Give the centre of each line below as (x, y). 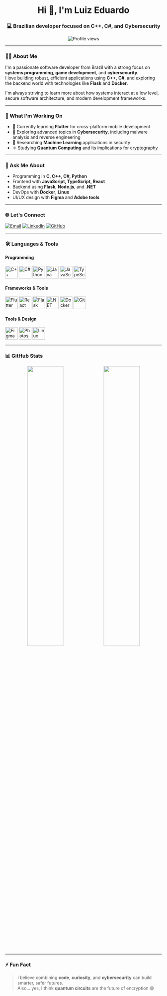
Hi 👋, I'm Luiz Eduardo (83, 10)
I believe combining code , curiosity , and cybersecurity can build (84, 978)
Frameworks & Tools (27, 288)
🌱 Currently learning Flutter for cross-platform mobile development (81, 127)
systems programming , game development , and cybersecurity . (72, 72)
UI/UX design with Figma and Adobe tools (56, 198)
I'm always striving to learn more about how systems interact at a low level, (82, 93)
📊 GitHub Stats (24, 356)
